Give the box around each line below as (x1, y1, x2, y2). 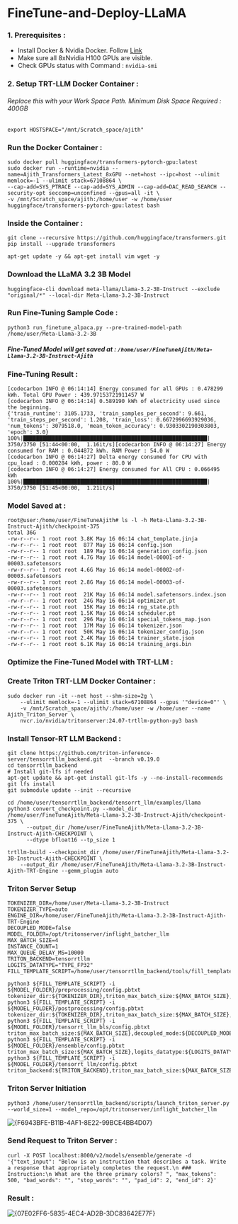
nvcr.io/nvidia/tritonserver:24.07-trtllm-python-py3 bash (20, 717, 198, 724)
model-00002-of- (137, 567, 186, 574)
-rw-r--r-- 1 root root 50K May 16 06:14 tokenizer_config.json (7, 628, 204, 635)
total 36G (7, 529, 37, 536)
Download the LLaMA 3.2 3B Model (7, 269, 131, 279)
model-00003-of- (137, 579, 186, 586)
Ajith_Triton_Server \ (7, 710, 74, 718)
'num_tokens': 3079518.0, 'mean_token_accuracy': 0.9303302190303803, (7, 423, 220, 430)
